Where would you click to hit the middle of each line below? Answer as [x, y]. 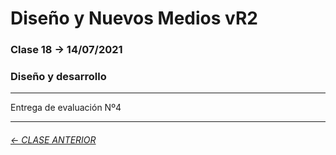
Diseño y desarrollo [58, 77]
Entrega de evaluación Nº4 [66, 108]
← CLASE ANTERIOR [53, 140]
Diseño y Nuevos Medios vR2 [134, 18]
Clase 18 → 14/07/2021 [66, 50]
